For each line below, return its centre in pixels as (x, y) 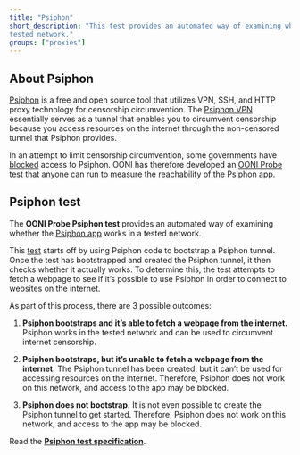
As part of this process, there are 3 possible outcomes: (110, 305)
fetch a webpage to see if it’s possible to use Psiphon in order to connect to (148, 278)
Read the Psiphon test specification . (78, 441)
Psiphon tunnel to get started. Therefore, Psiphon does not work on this (154, 414)
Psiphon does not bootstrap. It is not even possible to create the (142, 405)
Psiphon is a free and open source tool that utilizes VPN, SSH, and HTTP (142, 100)
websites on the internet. (55, 288)
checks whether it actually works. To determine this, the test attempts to (142, 269)
